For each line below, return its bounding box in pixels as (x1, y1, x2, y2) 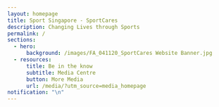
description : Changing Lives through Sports (7, 23, 140, 30)
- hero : (13, 43, 37, 50)
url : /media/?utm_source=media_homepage (25, 82, 146, 89)
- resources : (13, 56, 52, 63)
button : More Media (25, 75, 83, 83)
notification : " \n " (7, 89, 65, 96)
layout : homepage (7, 10, 58, 18)
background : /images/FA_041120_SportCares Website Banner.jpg (25, 50, 213, 57)
